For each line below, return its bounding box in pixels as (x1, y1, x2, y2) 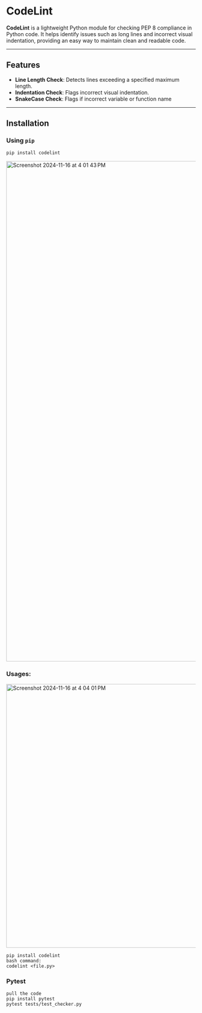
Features (6, 60, 40, 70)
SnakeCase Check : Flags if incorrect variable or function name (14, 95, 172, 102)
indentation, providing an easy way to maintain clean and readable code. (6, 37, 186, 44)
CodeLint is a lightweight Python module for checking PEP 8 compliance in (6, 24, 192, 31)
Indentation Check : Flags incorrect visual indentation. (14, 88, 149, 96)
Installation (6, 119, 49, 129)
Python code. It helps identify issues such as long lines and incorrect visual (6, 30, 193, 37)
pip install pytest (6, 996, 55, 1002)
